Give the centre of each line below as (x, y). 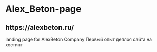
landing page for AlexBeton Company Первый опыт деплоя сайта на (79, 39)
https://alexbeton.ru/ (40, 28)
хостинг (14, 45)
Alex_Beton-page (43, 9)
